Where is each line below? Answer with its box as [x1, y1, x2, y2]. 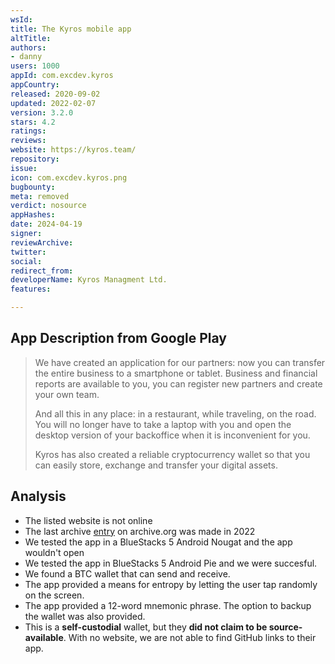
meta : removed [10, 191, 70, 201]
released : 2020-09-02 [10, 89, 101, 99]
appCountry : [10, 80, 60, 90]
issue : [10, 163, 38, 173]
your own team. [34, 388, 100, 400]
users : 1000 [10, 61, 60, 71]
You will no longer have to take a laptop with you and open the [34, 418, 292, 430]
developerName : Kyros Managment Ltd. [10, 275, 168, 285]
